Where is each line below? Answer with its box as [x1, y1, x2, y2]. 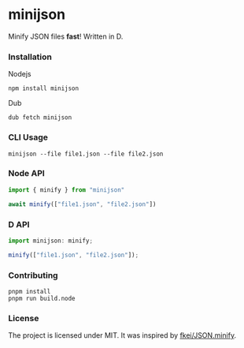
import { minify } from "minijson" [8, 185, 125, 194]
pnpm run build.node [8, 294, 76, 302]
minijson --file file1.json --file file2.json [8, 150, 164, 158]
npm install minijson [8, 84, 79, 92]
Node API [8, 168, 45, 179]
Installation [8, 51, 53, 62]
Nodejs [8, 69, 31, 79]
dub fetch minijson [8, 114, 72, 122]
